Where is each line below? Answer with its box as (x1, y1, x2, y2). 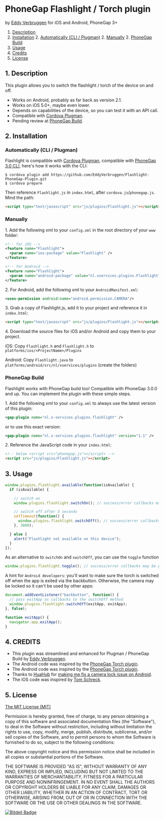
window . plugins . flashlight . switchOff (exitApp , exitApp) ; (9, 602, 128, 607)
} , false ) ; (5, 606, 27, 611)
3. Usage (5, 469, 33, 478)
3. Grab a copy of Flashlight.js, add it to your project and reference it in (5, 305, 147, 311)
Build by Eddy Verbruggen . (12, 656, 67, 662)
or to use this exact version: (5, 423, 61, 429)
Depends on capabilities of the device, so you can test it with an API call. (12, 107, 159, 113)
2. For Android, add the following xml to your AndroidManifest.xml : (5, 286, 139, 292)
